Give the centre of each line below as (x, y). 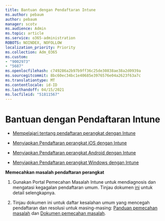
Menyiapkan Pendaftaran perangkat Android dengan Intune (74, 153)
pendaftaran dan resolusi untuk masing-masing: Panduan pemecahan (85, 208)
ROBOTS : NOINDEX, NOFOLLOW (34, 43)
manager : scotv (21, 24)
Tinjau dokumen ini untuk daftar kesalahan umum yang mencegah (81, 203)
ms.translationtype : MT (30, 80)
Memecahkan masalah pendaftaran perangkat (55, 173)
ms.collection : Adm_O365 (31, 52)
